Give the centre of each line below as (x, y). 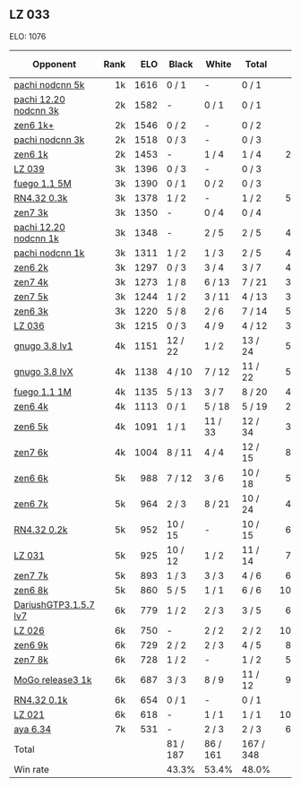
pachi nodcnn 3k (49, 140)
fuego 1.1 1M (43, 392)
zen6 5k (31, 427)
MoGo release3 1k (53, 679)
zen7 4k (31, 281)
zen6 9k (31, 644)
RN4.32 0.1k (41, 700)
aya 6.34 (33, 729)
